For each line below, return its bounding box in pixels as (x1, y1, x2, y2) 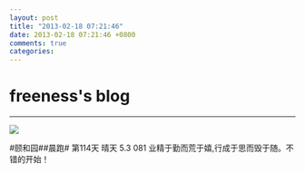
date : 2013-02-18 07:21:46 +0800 (9, 30, 136, 39)
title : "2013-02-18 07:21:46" (9, 22, 124, 31)
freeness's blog (9, 86, 131, 107)
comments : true (9, 38, 67, 48)
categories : (9, 47, 54, 56)
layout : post (9, 13, 59, 23)
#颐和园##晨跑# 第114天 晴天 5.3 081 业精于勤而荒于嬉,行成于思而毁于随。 (9, 142, 287, 154)
